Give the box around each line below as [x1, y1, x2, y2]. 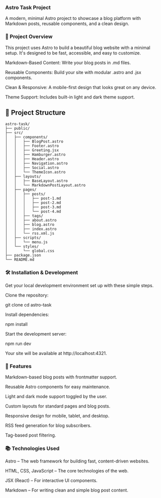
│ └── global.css [5, 248, 55, 253]
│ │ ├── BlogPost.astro [5, 139, 64, 144]
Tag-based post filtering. [5, 432, 56, 438]
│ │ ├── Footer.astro [5, 143, 59, 148]
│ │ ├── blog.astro [5, 222, 55, 227]
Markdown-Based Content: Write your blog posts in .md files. [5, 59, 131, 65]
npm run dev [5, 340, 31, 346]
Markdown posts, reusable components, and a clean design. [5, 20, 130, 26]
